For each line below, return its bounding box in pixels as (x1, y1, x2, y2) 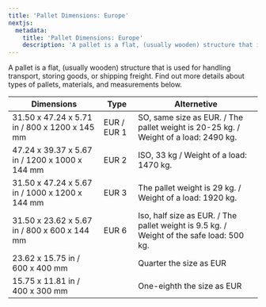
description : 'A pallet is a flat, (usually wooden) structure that (22, 41, 253, 49)
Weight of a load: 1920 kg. (138, 192, 237, 203)
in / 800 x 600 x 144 (12, 225, 89, 236)
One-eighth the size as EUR (138, 281, 242, 292)
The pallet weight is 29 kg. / (138, 182, 241, 194)
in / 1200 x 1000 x (12, 155, 83, 166)
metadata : (15, 26, 47, 34)
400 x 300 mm (12, 286, 68, 297)
